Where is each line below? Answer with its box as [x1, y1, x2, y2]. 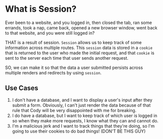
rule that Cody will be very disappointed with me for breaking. [12, 107, 137, 113]
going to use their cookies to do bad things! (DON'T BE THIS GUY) [12, 128, 146, 134]
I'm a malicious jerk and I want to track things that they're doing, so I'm [12, 123, 155, 129]
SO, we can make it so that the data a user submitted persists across [5, 65, 143, 70]
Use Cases [5, 84, 39, 93]
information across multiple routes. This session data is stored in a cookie [5, 45, 153, 50]
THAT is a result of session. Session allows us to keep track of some [5, 39, 142, 45]
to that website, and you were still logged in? [5, 30, 95, 36]
